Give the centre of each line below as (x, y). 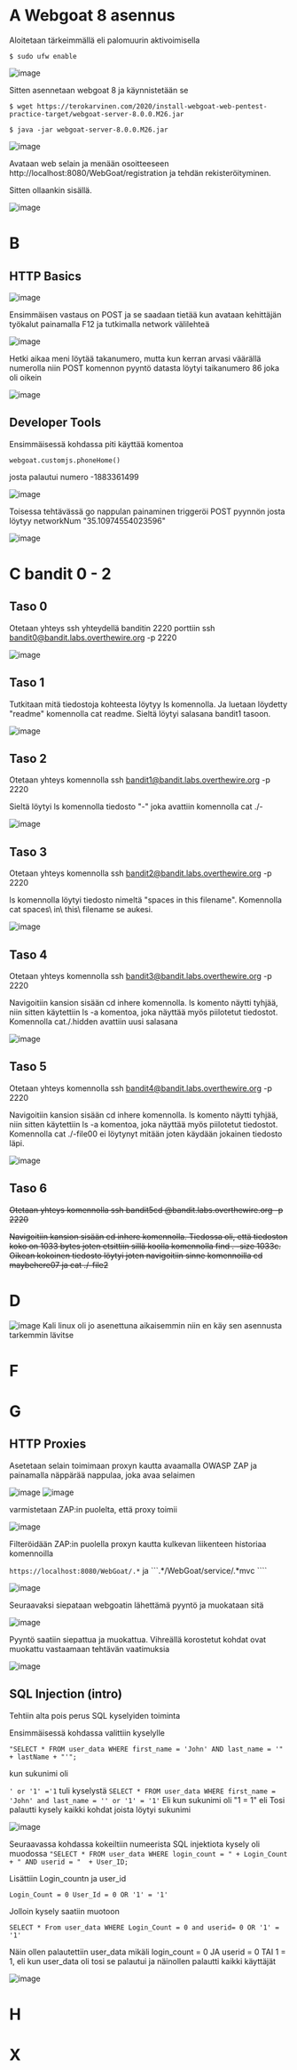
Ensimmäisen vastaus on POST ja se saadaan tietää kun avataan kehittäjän (145, 314)
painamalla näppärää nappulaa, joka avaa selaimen (102, 1475)
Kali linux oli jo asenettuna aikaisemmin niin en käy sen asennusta (162, 1325)
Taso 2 (28, 758)
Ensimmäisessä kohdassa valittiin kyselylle (87, 1733)
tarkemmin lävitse (41, 1335)
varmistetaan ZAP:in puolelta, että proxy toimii (93, 1509)
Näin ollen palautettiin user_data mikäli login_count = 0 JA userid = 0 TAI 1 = (148, 1952)
